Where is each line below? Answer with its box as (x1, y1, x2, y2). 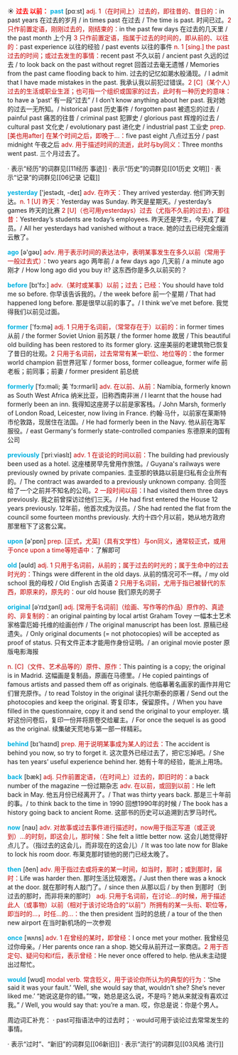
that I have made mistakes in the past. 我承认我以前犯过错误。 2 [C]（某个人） (7, 78, 231, 86)
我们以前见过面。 (13, 307, 64, 316)
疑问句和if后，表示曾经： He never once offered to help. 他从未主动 (26, 951, 221, 960)
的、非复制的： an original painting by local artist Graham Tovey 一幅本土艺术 (7, 612, 232, 620)
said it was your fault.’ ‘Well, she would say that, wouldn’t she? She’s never (7, 983, 225, 992)
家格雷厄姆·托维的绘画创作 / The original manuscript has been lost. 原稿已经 (7, 620, 229, 629)
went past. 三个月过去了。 (7, 149, 84, 157)
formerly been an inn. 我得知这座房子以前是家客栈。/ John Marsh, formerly (7, 400, 227, 408)
